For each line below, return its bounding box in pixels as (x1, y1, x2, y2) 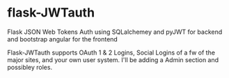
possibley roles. (7, 63, 53, 71)
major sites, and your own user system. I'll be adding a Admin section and (7, 55, 219, 64)
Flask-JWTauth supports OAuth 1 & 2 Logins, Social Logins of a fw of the (7, 48, 216, 57)
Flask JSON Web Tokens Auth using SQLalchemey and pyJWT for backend (7, 28, 223, 36)
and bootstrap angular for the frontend (7, 35, 118, 43)
